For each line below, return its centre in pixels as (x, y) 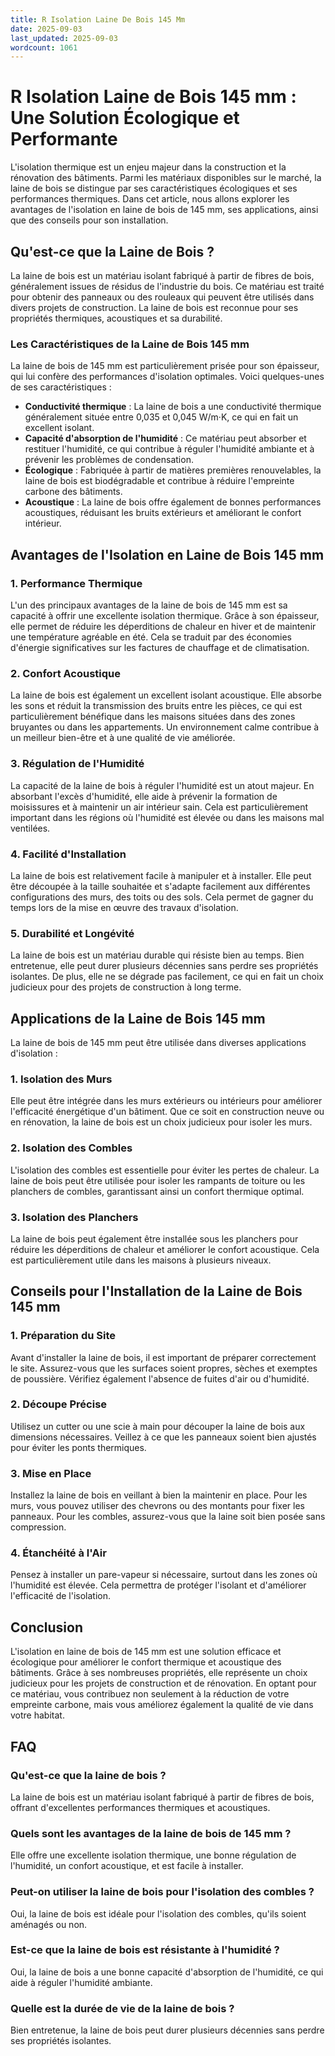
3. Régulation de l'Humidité (77, 764)
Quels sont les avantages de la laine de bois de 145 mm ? (151, 1833)
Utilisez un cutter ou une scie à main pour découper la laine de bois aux (158, 1426)
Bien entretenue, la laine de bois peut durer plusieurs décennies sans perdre (167, 2030)
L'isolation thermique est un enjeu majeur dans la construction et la (148, 167)
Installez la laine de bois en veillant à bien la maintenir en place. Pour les (159, 1495)
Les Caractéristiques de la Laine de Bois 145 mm (130, 344)
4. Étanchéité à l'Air (58, 1553)
